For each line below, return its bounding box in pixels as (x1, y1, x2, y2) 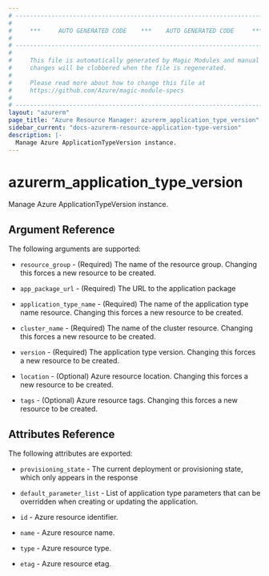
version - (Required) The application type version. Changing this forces (19, 347, 256, 357)
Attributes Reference (8, 427, 115, 441)
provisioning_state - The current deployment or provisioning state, (19, 464, 243, 474)
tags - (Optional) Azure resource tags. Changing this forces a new (19, 395, 238, 405)
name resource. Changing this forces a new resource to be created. (19, 308, 244, 318)
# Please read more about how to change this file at (8, 79, 206, 87)
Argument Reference (8, 222, 115, 237)
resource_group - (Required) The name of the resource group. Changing (19, 260, 258, 270)
